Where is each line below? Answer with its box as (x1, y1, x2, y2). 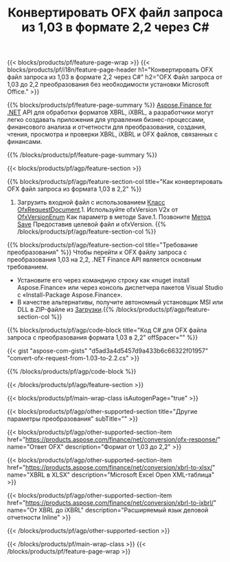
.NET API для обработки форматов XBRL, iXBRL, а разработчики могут (7, 108, 214, 116)
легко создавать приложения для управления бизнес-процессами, (7, 116, 206, 124)
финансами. (7, 138, 43, 146)
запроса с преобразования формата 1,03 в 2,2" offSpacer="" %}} (7, 333, 198, 342)
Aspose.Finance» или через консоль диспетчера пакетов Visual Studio (16, 284, 223, 292)
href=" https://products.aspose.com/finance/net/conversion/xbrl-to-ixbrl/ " (7, 499, 217, 507)
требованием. (7, 263, 49, 271)
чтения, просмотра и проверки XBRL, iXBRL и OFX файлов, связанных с (7, 130, 218, 138)
